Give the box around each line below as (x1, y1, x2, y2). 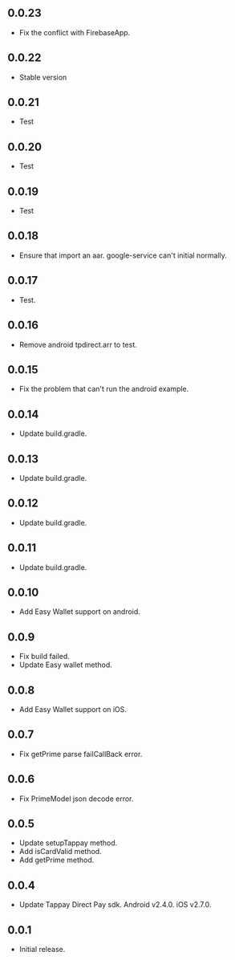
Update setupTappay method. (18, 838, 118, 848)
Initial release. (18, 945, 66, 954)
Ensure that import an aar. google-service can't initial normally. (18, 250, 228, 260)
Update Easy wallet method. (18, 660, 113, 669)
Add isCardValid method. (18, 847, 102, 856)
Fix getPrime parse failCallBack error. (18, 749, 143, 759)
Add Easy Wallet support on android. (18, 607, 141, 616)
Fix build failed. (18, 652, 70, 661)
